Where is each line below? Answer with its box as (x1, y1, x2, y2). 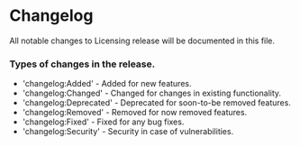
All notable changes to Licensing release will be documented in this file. (9, 35, 276, 46)
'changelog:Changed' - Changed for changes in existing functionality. (22, 87, 282, 99)
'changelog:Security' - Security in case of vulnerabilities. (22, 126, 234, 137)
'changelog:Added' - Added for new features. (22, 78, 192, 89)
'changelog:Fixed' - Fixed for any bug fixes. (22, 116, 185, 127)
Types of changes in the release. (9, 58, 156, 70)
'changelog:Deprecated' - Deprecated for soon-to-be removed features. (22, 97, 291, 108)
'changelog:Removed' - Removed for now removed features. (22, 107, 248, 118)
